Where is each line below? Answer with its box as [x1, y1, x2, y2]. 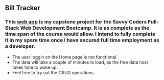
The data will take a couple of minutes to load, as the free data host [12, 59, 148, 65]
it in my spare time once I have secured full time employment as [5, 37, 160, 43]
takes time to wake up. [12, 64, 58, 70]
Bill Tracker [5, 4, 41, 12]
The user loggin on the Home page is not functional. [12, 54, 117, 60]
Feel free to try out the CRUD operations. [12, 69, 95, 75]
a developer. [5, 43, 36, 50]
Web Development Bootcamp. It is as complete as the [20, 24, 150, 31]
